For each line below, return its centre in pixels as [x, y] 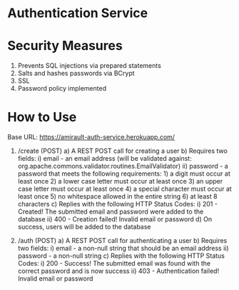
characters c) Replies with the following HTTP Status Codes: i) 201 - [117, 204]
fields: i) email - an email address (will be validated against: [105, 159]
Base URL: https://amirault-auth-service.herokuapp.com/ [91, 137]
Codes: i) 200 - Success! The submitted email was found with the [114, 264]
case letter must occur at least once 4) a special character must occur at [124, 189]
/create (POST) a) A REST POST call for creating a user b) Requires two [123, 151]
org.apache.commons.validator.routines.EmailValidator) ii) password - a [123, 166]
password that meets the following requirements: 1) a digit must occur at [124, 174]
